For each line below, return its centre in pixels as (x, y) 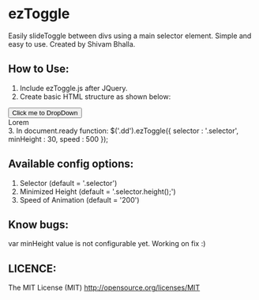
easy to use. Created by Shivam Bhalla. (72, 44)
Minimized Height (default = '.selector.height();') (98, 192)
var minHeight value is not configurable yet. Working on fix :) (107, 244)
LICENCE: (32, 269)
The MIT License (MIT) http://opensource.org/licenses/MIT (104, 288)
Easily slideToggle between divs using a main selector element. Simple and (130, 36)
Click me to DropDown (45, 113)
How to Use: (39, 69)
